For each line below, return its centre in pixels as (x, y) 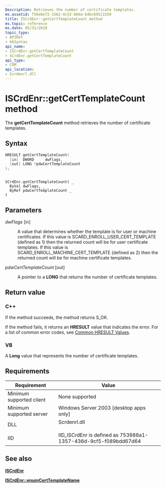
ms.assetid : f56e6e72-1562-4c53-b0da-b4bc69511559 (58, 14)
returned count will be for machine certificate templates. (75, 258)
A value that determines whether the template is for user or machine (87, 231)
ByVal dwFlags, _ (27, 186)
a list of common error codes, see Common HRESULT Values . (68, 332)
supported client (27, 399)
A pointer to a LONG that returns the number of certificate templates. (88, 277)
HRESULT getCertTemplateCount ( (37, 155)
